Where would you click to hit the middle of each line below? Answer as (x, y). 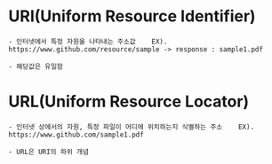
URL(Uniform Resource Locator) (129, 102)
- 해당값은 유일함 (36, 66)
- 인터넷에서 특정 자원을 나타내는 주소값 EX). (88, 42)
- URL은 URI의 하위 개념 (49, 152)
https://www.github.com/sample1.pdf (76, 135)
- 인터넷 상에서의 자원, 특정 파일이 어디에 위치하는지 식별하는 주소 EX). (132, 127)
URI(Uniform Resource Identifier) (132, 16)
